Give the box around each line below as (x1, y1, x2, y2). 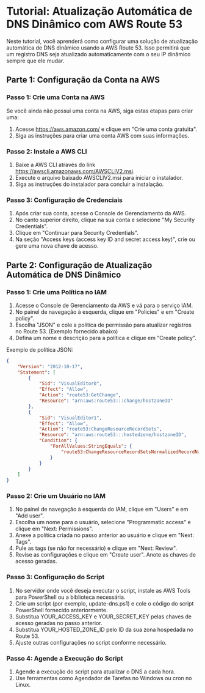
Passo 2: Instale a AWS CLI (6, 147, 87, 155)
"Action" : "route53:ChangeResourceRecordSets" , (38, 426, 163, 432)
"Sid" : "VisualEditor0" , (38, 380, 103, 387)
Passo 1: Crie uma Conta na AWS (6, 93, 105, 102)
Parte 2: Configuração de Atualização (6, 260, 153, 270)
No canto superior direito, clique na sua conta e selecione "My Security (15, 216, 195, 224)
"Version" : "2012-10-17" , (17, 363, 84, 369)
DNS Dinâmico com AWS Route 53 (6, 17, 183, 31)
